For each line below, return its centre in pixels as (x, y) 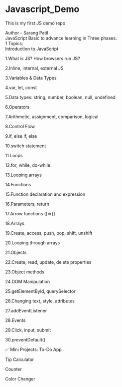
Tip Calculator (20, 359)
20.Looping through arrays (33, 243)
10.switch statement (26, 146)
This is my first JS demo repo (35, 23)
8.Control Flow (20, 126)
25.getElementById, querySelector (40, 291)
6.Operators (17, 107)
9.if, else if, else (21, 136)
